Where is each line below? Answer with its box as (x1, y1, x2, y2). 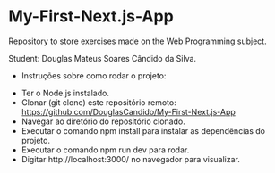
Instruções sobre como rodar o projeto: (21, 70, 167, 81)
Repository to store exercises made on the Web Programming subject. (8, 36, 267, 46)
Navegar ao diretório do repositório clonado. (21, 116, 185, 127)
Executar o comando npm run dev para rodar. (21, 144, 190, 155)
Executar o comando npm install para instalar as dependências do (21, 125, 266, 136)
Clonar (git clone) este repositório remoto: (21, 96, 176, 108)
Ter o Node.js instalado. (21, 87, 109, 98)
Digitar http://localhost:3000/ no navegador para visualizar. (21, 153, 241, 164)
